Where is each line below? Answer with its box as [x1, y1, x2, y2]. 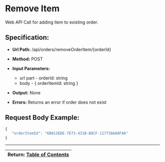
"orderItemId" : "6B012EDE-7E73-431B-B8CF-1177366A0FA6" [11, 131, 129, 136]
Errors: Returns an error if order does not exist [12, 99, 107, 105]
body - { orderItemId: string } [19, 80, 79, 86]
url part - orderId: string [19, 75, 68, 81]
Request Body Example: [5, 113, 80, 122]
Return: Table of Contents [7, 151, 69, 158]
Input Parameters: [12, 65, 50, 71]
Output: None [12, 89, 41, 96]
